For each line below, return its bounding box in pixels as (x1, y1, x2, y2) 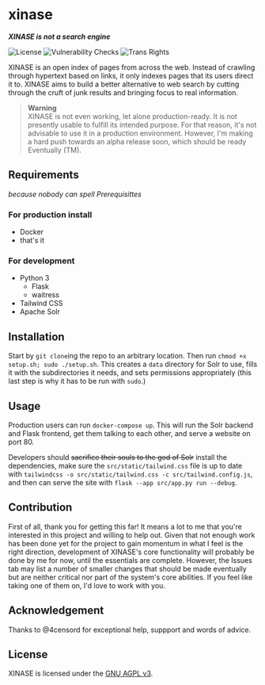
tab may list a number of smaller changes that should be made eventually (8, 564, 247, 573)
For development (8, 255, 75, 266)
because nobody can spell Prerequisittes (8, 189, 142, 199)
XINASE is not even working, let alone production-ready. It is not (27, 111, 237, 121)
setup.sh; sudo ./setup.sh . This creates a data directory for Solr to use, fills (8, 359, 258, 369)
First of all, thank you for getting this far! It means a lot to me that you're (8, 522, 243, 531)
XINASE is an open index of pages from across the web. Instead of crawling (8, 62, 256, 72)
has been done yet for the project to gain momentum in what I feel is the (8, 538, 244, 548)
